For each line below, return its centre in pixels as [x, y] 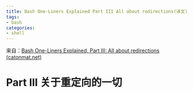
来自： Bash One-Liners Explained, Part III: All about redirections [83, 51]
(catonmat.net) [24, 57]
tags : [13, 17]
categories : [20, 28]
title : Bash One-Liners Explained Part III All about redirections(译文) [97, 11]
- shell [15, 33]
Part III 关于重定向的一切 [64, 83]
